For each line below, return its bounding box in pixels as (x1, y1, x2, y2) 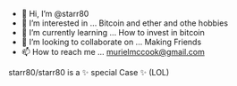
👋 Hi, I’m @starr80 (21, 9, 89, 19)
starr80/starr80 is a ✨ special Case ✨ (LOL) (8, 67, 170, 77)
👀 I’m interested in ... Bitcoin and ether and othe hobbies (21, 18, 229, 28)
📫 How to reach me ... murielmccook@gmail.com (21, 47, 205, 57)
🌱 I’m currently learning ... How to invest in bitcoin (21, 27, 205, 37)
